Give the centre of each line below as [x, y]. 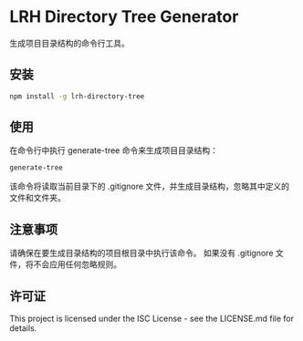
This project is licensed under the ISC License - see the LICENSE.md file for [152, 318]
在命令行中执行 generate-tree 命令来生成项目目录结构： [114, 150]
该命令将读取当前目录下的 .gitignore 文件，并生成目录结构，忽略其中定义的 [150, 186]
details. [23, 328]
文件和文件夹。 [37, 198]
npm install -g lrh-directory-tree [77, 96]
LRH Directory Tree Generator [124, 17]
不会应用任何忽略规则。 [77, 264]
